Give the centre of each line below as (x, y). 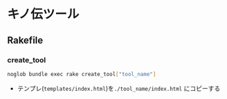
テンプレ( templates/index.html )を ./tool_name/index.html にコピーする (119, 88)
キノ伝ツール (43, 14)
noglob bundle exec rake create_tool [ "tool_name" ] (82, 74)
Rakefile (25, 40)
